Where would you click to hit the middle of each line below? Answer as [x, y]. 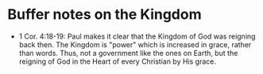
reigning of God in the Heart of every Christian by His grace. [117, 61]
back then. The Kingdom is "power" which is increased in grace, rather [135, 44]
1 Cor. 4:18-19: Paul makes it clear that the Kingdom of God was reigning [137, 36]
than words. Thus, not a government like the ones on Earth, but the [128, 53]
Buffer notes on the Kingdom [104, 15]
